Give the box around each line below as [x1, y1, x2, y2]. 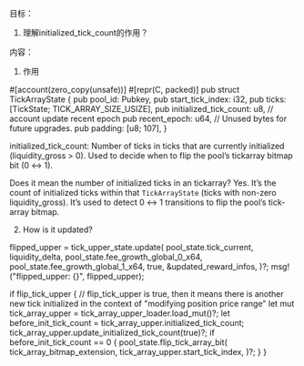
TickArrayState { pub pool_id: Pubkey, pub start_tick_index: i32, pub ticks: [9, 94, 287, 105]
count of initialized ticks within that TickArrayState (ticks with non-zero [9, 188, 277, 198]
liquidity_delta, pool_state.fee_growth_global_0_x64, [9, 251, 203, 262]
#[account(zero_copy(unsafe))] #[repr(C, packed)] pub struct [9, 85, 240, 95]
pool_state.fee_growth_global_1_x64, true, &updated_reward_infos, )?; [9, 261, 269, 271]
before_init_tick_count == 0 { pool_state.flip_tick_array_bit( [9, 337, 228, 348]
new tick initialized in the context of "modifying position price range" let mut [9, 299, 295, 309]
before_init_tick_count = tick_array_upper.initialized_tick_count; [9, 318, 245, 328]
